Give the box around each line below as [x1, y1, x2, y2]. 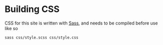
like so [4, 25, 18, 31]
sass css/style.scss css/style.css [4, 35, 79, 40]
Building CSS [4, 3, 60, 15]
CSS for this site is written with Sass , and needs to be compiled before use [4, 20, 158, 26]
